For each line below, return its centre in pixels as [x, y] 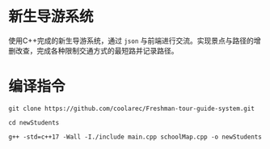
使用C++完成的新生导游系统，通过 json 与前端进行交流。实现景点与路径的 [131, 40]
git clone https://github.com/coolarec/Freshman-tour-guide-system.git [131, 109]
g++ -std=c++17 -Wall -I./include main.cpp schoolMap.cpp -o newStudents [135, 137]
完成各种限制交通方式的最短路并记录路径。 [107, 50]
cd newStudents [34, 122]
